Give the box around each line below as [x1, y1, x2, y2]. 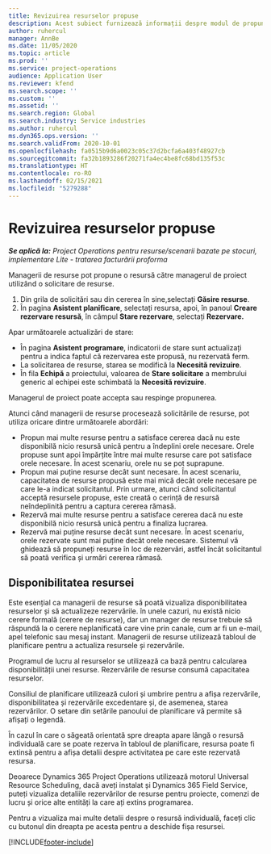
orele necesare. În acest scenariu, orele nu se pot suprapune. [19, 458, 224, 468]
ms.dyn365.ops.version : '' [8, 132, 99, 140]
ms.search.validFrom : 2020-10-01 [8, 139, 121, 148]
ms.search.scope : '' [8, 86, 78, 95]
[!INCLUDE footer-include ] [8, 837, 94, 847]
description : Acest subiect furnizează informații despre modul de [8, 19, 240, 27]
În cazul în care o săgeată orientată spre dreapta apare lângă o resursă [8, 730, 244, 739]
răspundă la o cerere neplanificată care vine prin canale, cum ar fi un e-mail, [8, 623, 263, 633]
